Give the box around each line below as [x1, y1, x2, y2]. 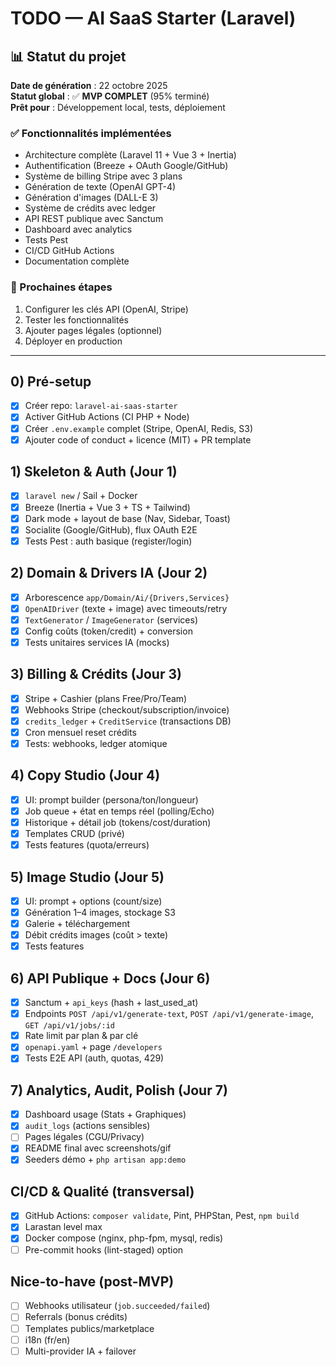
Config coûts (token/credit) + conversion [24, 625, 193, 637]
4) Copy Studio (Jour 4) [10, 767, 161, 784]
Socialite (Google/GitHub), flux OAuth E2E [24, 523, 198, 536]
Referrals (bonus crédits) [24, 1311, 128, 1323]
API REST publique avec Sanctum [24, 213, 164, 225]
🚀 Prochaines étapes [10, 280, 113, 294]
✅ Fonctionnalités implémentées [10, 126, 172, 140]
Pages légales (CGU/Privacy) [24, 1131, 145, 1143]
